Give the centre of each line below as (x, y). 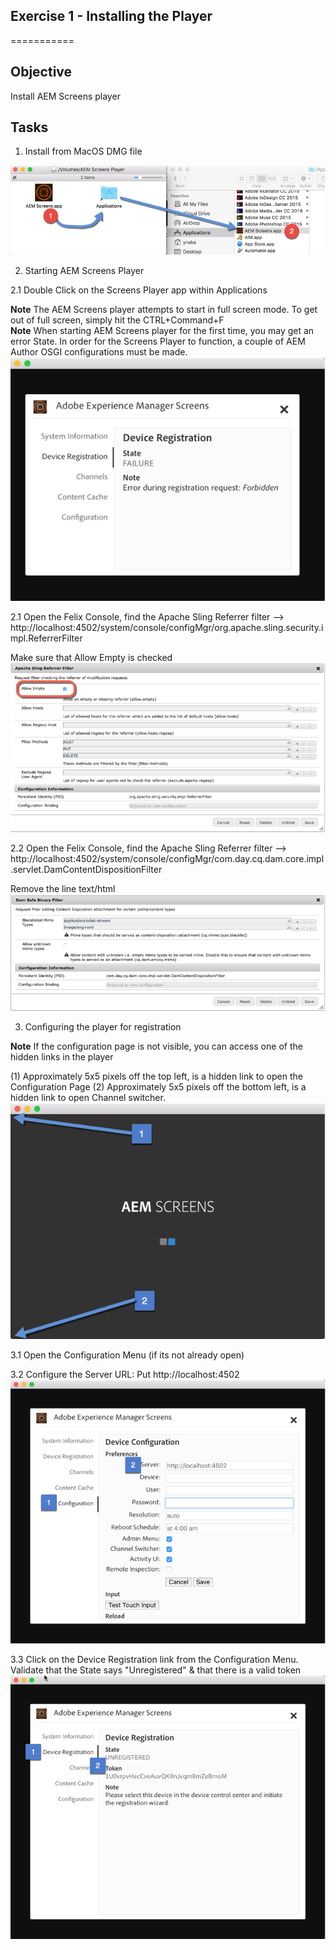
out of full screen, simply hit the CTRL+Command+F (117, 320)
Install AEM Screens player (65, 96)
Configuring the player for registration (103, 1026)
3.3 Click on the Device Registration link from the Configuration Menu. (154, 1659)
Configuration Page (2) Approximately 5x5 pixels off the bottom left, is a (158, 1086)
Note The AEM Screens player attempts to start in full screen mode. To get (164, 310)
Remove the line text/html (63, 889)
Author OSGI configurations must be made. (99, 352)
